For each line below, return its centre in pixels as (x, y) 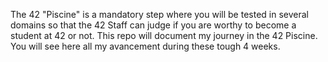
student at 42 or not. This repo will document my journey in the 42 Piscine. (164, 35)
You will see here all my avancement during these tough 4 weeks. (145, 46)
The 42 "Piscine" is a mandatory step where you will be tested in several (159, 14)
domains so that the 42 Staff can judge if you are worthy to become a (153, 25)
